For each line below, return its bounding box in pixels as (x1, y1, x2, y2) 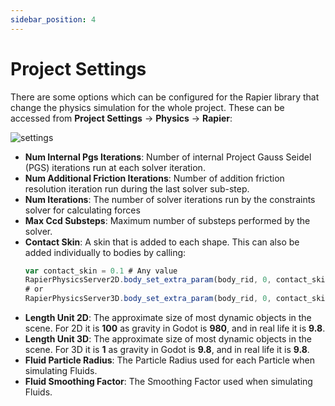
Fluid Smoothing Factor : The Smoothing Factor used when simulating (24, 376, 313, 388)
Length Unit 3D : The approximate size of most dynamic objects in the (24, 333, 312, 345)
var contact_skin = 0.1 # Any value (24, 266, 178, 276)
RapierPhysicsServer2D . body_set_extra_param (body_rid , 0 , (24, 275, 272, 285)
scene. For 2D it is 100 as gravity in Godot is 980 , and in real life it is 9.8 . (24, 322, 326, 335)
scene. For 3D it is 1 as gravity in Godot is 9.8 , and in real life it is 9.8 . (24, 344, 310, 356)
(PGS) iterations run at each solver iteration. (24, 161, 206, 173)
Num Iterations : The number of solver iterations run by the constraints (24, 193, 316, 205)
